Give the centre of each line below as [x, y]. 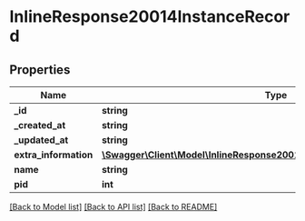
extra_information [54, 155]
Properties [40, 70]
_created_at [40, 125]
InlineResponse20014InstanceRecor [150, 17]
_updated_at [41, 140]
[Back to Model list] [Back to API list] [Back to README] [113, 207]
